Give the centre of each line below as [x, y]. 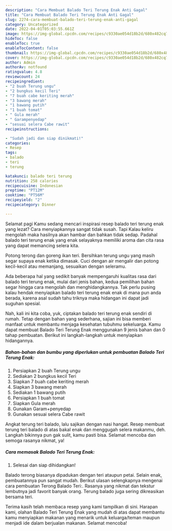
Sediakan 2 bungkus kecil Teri [45, 376]
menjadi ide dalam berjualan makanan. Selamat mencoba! [66, 523]
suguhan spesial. [23, 303]
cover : [12, 58]
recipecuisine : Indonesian [34, 186]
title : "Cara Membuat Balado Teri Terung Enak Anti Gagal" [70, 15]
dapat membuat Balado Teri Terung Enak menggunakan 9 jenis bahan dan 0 [85, 330]
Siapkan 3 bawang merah [40, 387]
